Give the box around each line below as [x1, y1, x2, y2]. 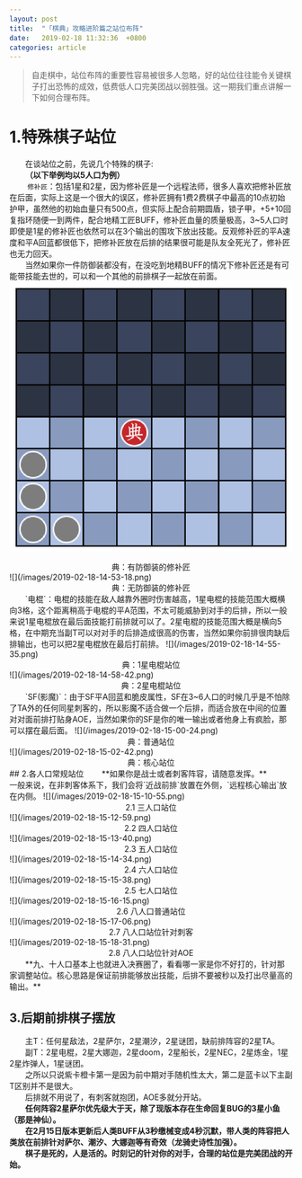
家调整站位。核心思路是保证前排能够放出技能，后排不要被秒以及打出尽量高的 [9, 970, 293, 981]
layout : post [9, 14, 58, 23]
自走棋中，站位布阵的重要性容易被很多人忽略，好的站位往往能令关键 [31, 70, 284, 81]
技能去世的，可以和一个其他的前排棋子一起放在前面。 [24, 270, 222, 282]
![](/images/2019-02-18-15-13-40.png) [9, 833, 153, 844]
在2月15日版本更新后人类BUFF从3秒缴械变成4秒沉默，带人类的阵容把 [25, 1126, 282, 1136]
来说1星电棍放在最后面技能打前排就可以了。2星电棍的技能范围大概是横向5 [9, 616, 282, 627]
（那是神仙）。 [9, 1114, 61, 1125]
